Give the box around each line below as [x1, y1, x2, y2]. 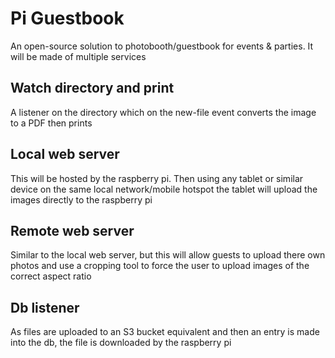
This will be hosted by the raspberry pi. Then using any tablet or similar [10, 172, 304, 184]
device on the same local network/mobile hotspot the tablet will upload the [10, 183, 318, 195]
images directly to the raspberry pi [10, 193, 153, 206]
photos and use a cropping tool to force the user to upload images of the [10, 260, 310, 272]
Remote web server [10, 222, 135, 239]
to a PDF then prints [10, 117, 93, 129]
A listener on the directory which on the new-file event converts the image [10, 106, 317, 118]
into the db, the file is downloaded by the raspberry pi [10, 337, 232, 349]
